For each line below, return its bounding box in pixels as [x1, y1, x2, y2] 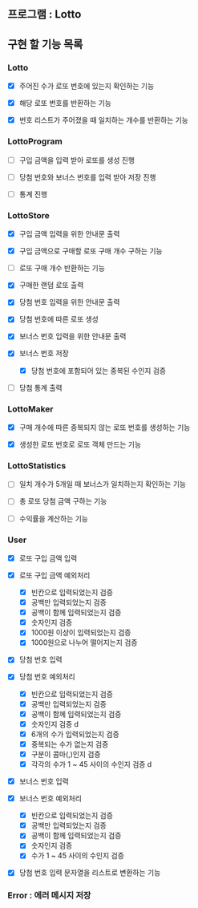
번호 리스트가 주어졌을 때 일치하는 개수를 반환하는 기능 [18, 116, 189, 125]
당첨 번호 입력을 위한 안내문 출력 [18, 298, 120, 307]
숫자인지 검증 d [30, 719, 79, 728]
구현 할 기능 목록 [7, 37, 83, 51]
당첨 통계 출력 [18, 383, 63, 392]
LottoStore [7, 209, 50, 221]
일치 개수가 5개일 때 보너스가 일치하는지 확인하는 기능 [18, 480, 186, 489]
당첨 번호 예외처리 [18, 672, 75, 682]
